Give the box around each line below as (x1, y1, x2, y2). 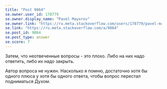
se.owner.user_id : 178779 (5, 12, 59, 17)
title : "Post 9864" (5, 7, 46, 12)
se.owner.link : (5, 21, 37, 26)
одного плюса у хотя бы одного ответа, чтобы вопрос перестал (5, 73, 141, 79)
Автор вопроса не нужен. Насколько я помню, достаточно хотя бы (5, 68, 148, 74)
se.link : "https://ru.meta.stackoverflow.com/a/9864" (5, 26, 119, 31)
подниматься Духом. (5, 78, 51, 84)
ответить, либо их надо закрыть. (5, 58, 75, 64)
